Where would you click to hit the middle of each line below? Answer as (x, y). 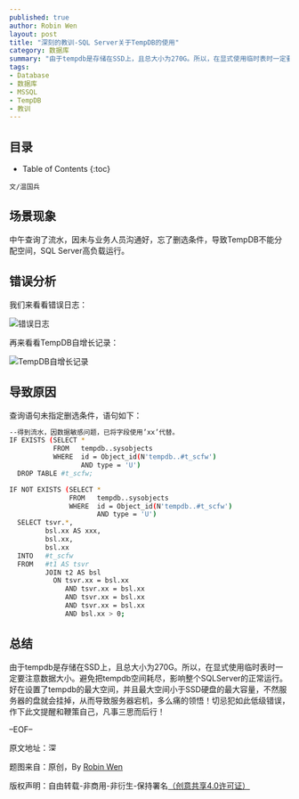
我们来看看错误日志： (48, 305)
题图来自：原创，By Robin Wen (66, 766)
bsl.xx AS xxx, (73, 531)
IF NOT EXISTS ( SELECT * (55, 489)
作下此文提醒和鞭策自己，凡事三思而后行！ (87, 711)
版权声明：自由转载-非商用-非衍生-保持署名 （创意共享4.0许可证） (130, 786)
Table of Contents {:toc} (66, 169)
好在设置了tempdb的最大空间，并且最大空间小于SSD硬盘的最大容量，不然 (144, 689)
